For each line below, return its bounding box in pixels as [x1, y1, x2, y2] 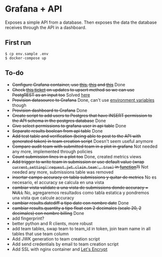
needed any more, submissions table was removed [12, 169, 114, 175]
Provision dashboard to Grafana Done [12, 107, 88, 113]
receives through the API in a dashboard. [5, 24, 87, 30]
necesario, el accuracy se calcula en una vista [12, 179, 104, 185]
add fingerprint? [12, 215, 44, 221]
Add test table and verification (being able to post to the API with [12, 133, 141, 139]
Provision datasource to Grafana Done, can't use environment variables [12, 97, 155, 103]
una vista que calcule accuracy [12, 195, 74, 200]
